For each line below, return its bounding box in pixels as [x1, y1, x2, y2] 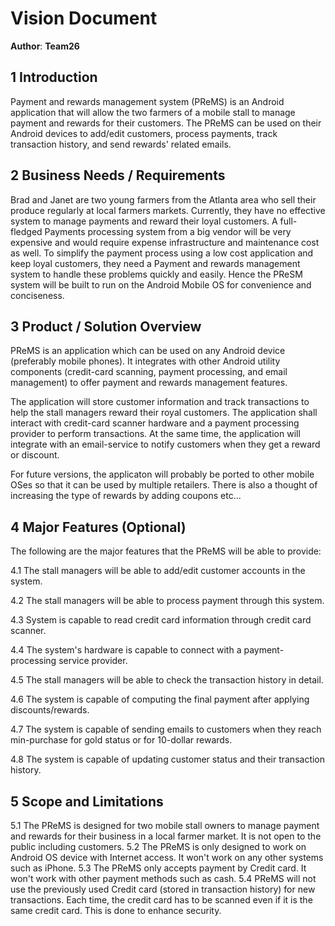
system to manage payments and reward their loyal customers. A [10, 215, 278, 227]
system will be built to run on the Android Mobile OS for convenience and [10, 278, 312, 291]
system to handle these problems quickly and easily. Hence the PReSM [10, 268, 303, 280]
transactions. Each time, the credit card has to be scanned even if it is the [10, 894, 313, 906]
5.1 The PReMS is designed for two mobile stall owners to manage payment [10, 820, 320, 831]
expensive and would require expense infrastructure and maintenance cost [10, 236, 320, 248]
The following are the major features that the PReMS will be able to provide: [10, 545, 322, 557]
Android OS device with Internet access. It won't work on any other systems [10, 852, 324, 863]
